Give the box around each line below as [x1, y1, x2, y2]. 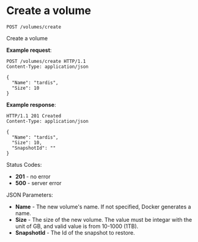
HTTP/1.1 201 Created [6, 112, 62, 119]
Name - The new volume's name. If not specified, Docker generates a [15, 203, 191, 210]
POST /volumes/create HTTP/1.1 [6, 58, 86, 64]
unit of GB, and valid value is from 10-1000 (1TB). [15, 222, 139, 230]
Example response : [6, 101, 56, 108]
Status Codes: [6, 161, 42, 168]
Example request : [6, 46, 52, 54]
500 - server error [15, 179, 62, 186]
